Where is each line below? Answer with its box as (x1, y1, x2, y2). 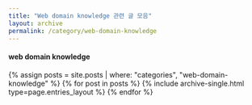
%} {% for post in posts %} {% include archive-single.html (49, 78, 245, 88)
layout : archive (8, 19, 63, 27)
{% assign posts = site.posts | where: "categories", (8, 69, 178, 79)
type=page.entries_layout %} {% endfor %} (8, 86, 153, 97)
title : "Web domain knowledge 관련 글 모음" (8, 11, 152, 20)
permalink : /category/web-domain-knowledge (8, 27, 157, 35)
